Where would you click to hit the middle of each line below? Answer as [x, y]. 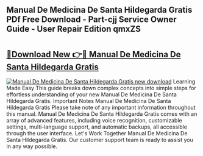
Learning [184, 81]
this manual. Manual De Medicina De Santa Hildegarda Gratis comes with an [102, 114]
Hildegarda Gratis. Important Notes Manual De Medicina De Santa [89, 101]
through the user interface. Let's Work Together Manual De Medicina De [97, 133]
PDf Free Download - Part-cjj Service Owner [91, 20]
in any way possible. [32, 146]
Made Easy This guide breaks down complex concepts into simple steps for [101, 88]
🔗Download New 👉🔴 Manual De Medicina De [94, 54]
